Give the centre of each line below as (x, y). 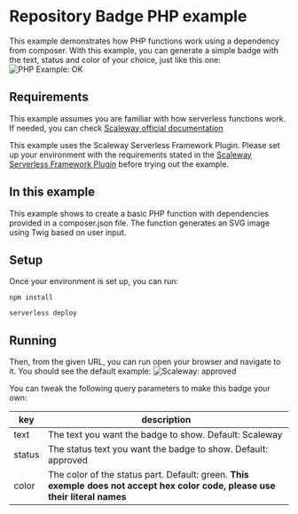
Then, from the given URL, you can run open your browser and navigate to (145, 362)
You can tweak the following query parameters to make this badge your (140, 389)
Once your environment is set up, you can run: (94, 281)
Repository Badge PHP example (128, 16)
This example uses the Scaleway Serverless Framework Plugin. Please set (145, 145)
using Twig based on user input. (68, 232)
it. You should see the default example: (80, 371)
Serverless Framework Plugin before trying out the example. (119, 164)
